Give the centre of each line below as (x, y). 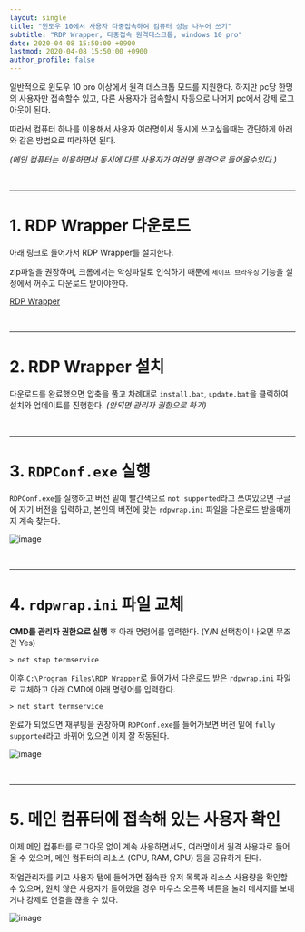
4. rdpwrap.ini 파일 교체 (97, 604)
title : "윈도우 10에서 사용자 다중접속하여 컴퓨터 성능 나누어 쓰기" (121, 26)
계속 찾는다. (39, 520)
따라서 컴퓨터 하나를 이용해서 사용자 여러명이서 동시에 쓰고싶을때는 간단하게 (143, 129)
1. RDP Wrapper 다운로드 (100, 226)
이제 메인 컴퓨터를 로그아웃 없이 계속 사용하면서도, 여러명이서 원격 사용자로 (142, 846)
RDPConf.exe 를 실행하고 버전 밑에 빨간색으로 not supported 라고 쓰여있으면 (142, 498)
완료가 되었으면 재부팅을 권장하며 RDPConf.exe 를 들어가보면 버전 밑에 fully (143, 724)
